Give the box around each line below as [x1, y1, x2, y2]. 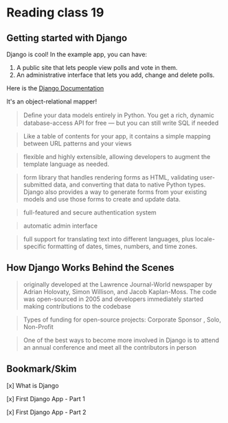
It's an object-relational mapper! [6, 97, 98, 106]
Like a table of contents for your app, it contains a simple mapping [23, 132, 211, 140]
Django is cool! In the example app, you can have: [6, 50, 148, 58]
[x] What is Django [6, 381, 59, 389]
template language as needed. [23, 160, 110, 168]
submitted [23, 180, 52, 189]
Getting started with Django [6, 32, 128, 44]
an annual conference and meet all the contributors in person [23, 343, 197, 351]
